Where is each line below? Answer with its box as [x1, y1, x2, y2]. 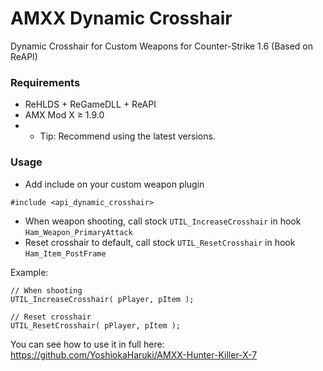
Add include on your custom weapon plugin [24, 178, 205, 190]
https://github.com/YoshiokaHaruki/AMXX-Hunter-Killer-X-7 [10, 348, 258, 361]
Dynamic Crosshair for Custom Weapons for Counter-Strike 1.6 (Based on [10, 40, 313, 52]
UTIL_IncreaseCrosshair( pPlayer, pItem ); [10, 294, 195, 304]
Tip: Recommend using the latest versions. [39, 130, 216, 142]
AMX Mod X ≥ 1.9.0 [24, 109, 105, 121]
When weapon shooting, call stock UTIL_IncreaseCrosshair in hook [24, 215, 302, 227]
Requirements [10, 75, 81, 89]
